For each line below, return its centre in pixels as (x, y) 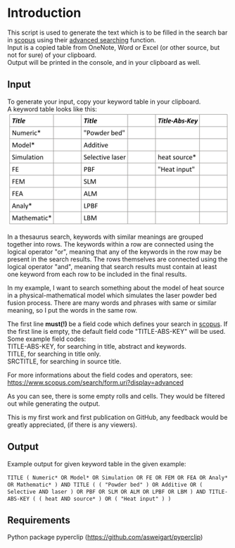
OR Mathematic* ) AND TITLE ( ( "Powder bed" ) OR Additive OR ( (105, 485)
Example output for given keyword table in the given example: (97, 463)
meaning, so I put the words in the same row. (72, 310)
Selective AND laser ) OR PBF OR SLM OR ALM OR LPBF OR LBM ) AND (107, 492)
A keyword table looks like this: (52, 109)
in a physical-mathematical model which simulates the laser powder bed (112, 295)
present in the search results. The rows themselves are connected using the (118, 259)
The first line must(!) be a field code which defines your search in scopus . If (118, 324)
